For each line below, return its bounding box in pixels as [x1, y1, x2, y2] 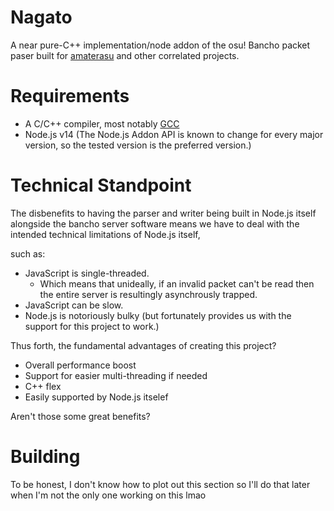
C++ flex [24, 380, 62, 392]
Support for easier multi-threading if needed [24, 369, 208, 381]
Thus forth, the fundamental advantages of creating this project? [10, 339, 277, 351]
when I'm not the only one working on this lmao [10, 489, 207, 501]
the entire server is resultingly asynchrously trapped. [39, 288, 258, 300]
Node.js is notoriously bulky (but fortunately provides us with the [24, 309, 292, 321]
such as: [10, 247, 46, 260]
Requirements [10, 85, 130, 108]
